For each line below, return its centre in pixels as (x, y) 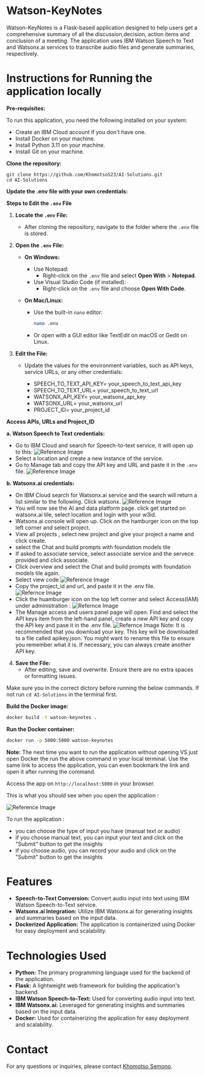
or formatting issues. (50, 676)
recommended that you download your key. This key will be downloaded (106, 632)
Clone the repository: (34, 163)
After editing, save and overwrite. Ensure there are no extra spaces (109, 669)
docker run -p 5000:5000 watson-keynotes (60, 740)
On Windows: (42, 257)
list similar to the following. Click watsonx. (68, 501)
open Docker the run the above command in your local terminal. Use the (97, 758)
